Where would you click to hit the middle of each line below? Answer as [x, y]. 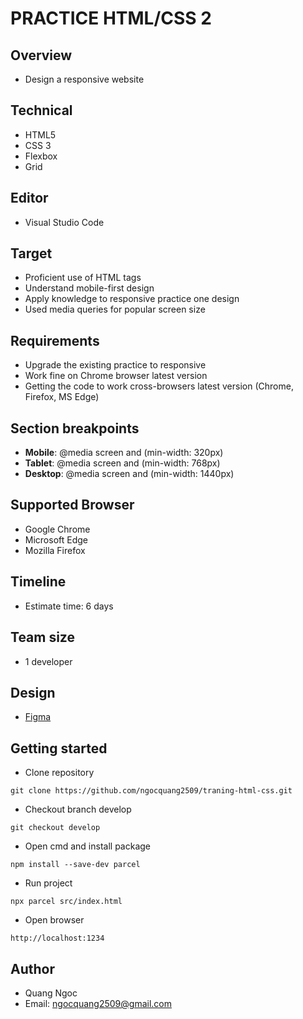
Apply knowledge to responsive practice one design [132, 299]
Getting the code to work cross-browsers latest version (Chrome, [159, 386]
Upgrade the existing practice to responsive [115, 365]
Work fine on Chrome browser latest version [116, 376]
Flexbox [41, 156]
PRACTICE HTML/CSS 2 [111, 18]
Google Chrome [57, 529]
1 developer [48, 661]
